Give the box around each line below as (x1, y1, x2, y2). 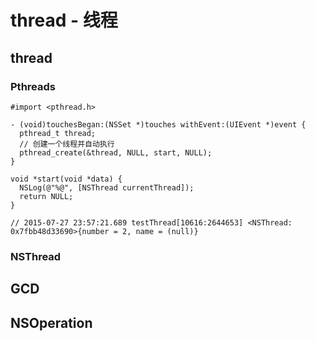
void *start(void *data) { (10, 174, 123, 184)
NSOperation (10, 314, 93, 331)
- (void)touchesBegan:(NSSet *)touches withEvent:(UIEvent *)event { (10, 119, 307, 130)
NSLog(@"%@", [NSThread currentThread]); (19, 182, 195, 193)
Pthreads (10, 79, 56, 93)
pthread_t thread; (19, 128, 97, 138)
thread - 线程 (10, 9, 118, 32)
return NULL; (19, 191, 74, 201)
